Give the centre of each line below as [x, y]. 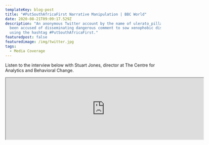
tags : [11, 46]
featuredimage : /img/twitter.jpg [40, 42]
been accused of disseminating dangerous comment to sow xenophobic [82, 28]
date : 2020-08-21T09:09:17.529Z [38, 19]
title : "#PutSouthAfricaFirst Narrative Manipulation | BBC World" [76, 14]
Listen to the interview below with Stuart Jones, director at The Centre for [80, 65]
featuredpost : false [26, 37]
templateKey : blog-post [30, 10]
